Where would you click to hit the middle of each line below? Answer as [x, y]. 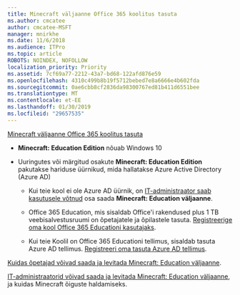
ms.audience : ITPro [36, 47]
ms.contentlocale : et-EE [44, 101]
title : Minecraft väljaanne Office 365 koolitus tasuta [92, 14]
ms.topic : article [35, 54]
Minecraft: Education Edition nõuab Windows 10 [90, 148]
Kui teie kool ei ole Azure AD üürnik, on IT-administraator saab [120, 191]
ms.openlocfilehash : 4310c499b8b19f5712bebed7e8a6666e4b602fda [104, 80]
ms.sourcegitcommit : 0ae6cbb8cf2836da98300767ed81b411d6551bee [104, 87]
